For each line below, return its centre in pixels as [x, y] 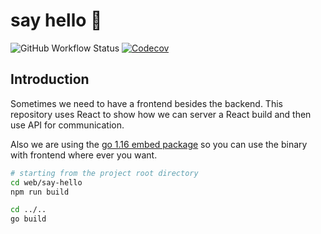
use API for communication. [67, 125]
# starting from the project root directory [104, 173]
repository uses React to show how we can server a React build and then [161, 114]
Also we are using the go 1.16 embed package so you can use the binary [159, 144]
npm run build [40, 192]
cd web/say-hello [46, 182]
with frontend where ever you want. [84, 155]
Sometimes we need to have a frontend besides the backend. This [146, 103]
